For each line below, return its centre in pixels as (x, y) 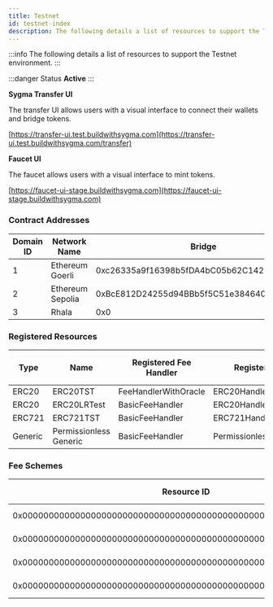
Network (69, 241)
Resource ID (186, 491)
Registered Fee (162, 362)
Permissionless (82, 430)
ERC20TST (74, 391)
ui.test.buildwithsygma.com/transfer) (70, 143)
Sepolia (65, 299)
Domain (28, 241)
